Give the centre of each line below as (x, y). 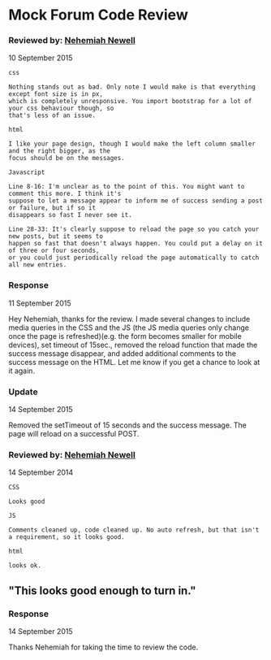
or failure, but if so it (52, 208)
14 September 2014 (41, 472)
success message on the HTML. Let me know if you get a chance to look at (134, 362)
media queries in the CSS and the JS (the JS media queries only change (129, 328)
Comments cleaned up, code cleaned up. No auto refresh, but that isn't (134, 530)
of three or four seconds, (54, 251)
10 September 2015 (41, 58)
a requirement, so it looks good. (67, 537)
